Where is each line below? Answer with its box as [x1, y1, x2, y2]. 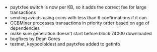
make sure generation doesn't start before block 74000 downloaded [10, 31, 152, 36]
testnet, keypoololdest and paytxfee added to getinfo [10, 41, 120, 47]
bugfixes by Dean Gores [10, 36, 60, 42]
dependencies [10, 25, 40, 31]
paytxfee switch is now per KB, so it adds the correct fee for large [10, 4, 147, 10]
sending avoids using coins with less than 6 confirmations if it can [10, 15, 147, 20]
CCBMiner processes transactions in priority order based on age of [10, 20, 150, 26]
